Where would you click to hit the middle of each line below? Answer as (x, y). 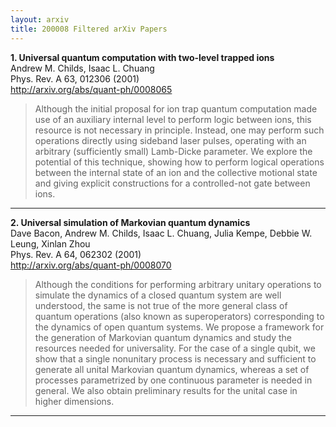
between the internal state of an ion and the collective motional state (176, 172)
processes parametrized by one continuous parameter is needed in (173, 380)
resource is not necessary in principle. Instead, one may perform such (179, 130)
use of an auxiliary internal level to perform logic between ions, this (173, 119)
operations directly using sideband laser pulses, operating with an (170, 140)
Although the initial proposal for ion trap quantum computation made (176, 108)
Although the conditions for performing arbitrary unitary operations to (178, 284)
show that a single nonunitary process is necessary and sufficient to (175, 358)
